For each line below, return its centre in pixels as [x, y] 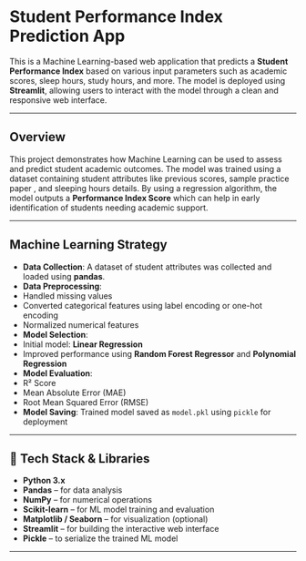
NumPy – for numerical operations [87, 500]
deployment [45, 422]
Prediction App [67, 36]
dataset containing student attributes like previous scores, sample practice [149, 178]
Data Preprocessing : [62, 286]
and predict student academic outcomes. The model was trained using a [145, 168]
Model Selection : [55, 334]
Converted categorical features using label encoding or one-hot [142, 305]
